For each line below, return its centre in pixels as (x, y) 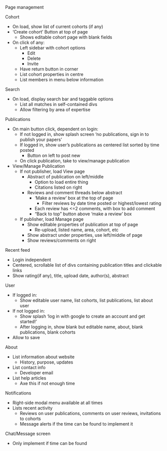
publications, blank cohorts (47, 332)
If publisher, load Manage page (51, 219)
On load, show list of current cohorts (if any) (58, 26)
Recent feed (18, 250)
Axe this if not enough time (47, 383)
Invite (33, 64)
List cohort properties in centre (51, 74)
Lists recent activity (33, 408)
